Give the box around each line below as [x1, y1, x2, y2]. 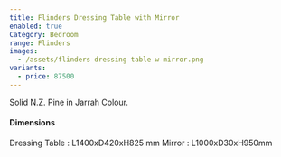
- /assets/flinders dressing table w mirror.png [17, 55, 204, 64]
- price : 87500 [17, 72, 75, 81]
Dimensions [9, 117, 56, 128]
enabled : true [9, 22, 63, 31]
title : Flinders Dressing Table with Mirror [9, 13, 180, 23]
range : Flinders [9, 38, 70, 48]
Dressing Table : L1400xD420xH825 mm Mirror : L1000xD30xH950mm [9, 137, 273, 148]
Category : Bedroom [9, 30, 79, 39]
